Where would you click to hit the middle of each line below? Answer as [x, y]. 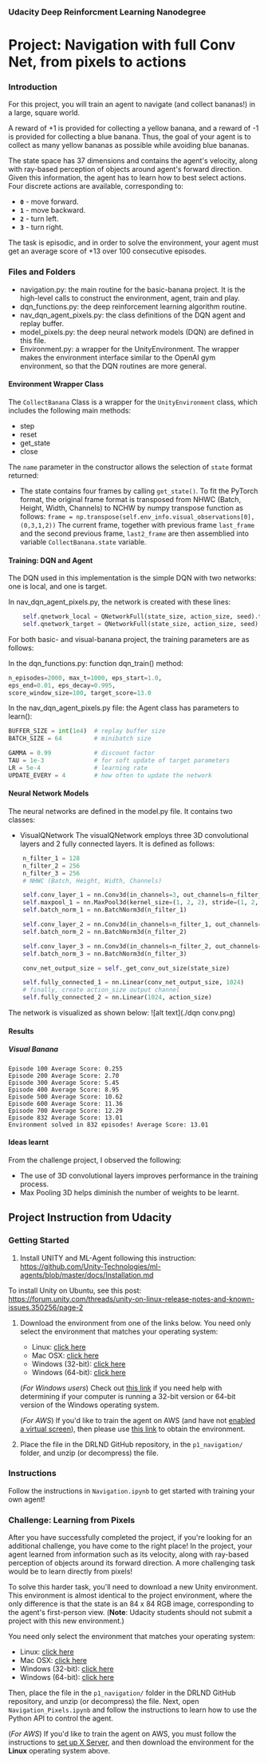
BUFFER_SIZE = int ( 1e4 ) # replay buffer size [87, 731]
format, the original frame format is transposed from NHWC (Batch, [130, 499]
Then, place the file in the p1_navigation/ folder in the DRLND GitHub [122, 1693]
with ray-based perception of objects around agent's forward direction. [125, 170]
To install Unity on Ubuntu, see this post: [75, 1290]
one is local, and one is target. [58, 587]
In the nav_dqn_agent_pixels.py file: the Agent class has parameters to [124, 708]
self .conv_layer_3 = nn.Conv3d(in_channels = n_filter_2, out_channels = [142, 946]
